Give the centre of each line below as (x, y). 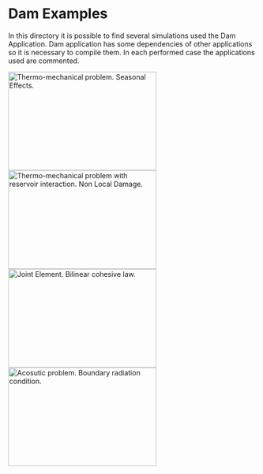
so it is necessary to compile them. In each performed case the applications (131, 52)
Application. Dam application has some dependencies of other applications (130, 43)
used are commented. (44, 61)
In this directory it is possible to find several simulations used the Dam (122, 35)
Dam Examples (58, 14)
